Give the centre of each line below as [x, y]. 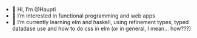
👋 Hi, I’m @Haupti [34, 9]
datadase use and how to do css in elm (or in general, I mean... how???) [102, 28]
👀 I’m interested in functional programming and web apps [84, 16]
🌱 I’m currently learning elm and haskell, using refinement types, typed [100, 22]
